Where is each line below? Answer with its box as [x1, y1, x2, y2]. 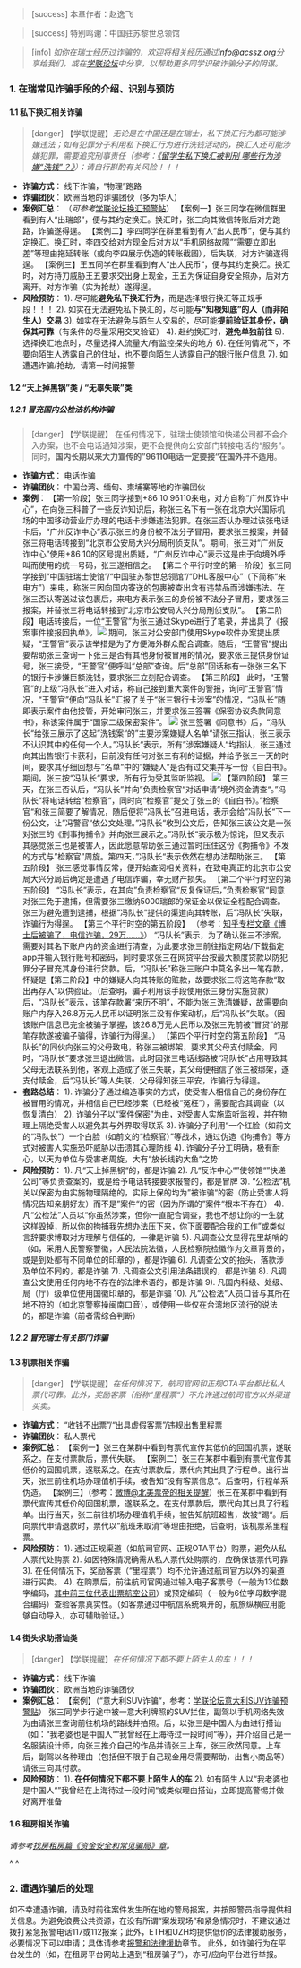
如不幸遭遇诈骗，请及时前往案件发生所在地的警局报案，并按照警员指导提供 [9, 1903, 284, 1914]
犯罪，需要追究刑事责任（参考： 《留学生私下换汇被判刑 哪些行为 [39, 151, 273, 161]
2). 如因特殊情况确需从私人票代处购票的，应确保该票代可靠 [71, 1554, 288, 1565]
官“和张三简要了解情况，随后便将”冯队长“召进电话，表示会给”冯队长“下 [21, 806, 284, 816]
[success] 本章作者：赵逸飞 [30, 9, 133, 19]
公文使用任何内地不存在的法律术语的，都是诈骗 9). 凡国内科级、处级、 [30, 1276, 288, 1287]
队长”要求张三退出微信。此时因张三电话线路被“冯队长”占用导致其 [48, 1052, 288, 1063]
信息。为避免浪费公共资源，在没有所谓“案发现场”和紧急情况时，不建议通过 [16, 1915, 291, 1926]
